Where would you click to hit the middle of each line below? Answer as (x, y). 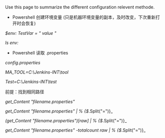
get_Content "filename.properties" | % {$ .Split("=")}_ (59, 111)
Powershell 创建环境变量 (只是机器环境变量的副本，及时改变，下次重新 (84, 17)
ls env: (12, 43)
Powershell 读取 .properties (40, 53)
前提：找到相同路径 (25, 92)
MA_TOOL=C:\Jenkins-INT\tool (37, 72)
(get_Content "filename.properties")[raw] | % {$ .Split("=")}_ (66, 121)
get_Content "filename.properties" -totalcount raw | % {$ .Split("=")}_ (75, 130)
